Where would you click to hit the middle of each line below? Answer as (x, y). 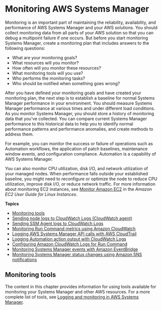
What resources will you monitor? (45, 63)
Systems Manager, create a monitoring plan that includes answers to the (77, 43)
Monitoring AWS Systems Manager (77, 9)
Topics (12, 204)
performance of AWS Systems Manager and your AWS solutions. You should (81, 27)
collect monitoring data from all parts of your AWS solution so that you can (79, 33)
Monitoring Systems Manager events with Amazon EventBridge (75, 249)
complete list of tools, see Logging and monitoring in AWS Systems (72, 297)
